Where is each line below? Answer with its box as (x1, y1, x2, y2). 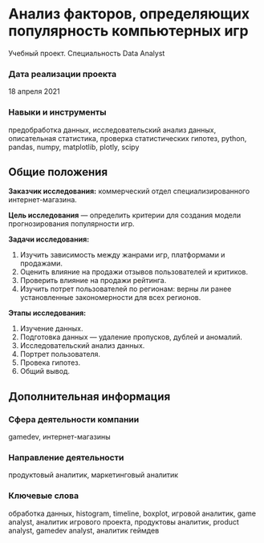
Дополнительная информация (8, 390, 171, 403)
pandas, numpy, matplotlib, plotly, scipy (8, 142, 140, 152)
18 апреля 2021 (8, 87, 60, 96)
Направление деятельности (8, 452, 124, 463)
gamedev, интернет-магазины (8, 432, 111, 442)
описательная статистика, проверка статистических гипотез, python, (8, 133, 247, 143)
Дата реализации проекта (8, 68, 117, 79)
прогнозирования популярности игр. (8, 219, 135, 229)
